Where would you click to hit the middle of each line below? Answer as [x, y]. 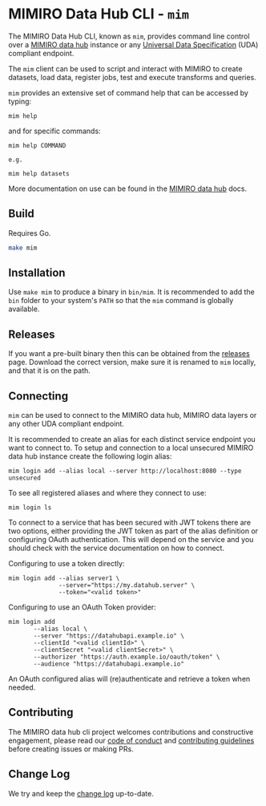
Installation [37, 273]
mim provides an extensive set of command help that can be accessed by [128, 92]
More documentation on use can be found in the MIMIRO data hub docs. [128, 188]
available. [24, 309]
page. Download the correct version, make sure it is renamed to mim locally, [132, 362]
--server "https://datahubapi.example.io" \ [109, 636]
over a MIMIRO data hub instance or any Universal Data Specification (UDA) [133, 44]
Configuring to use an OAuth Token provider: [82, 607]
